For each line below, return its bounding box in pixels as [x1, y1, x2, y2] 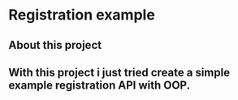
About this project [8, 38, 102, 52]
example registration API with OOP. [8, 78, 191, 92]
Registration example [8, 6, 156, 24]
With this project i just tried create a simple [8, 65, 230, 79]
